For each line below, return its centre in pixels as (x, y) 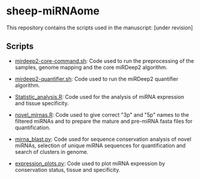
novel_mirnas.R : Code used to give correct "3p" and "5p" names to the (102, 114)
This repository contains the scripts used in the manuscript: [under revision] (99, 28)
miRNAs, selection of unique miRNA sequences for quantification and (100, 145)
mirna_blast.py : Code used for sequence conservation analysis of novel (103, 139)
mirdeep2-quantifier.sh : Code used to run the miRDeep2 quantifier (96, 78)
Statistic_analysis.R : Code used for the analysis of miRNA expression (99, 96)
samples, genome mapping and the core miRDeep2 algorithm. (91, 67)
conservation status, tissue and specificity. (67, 169)
